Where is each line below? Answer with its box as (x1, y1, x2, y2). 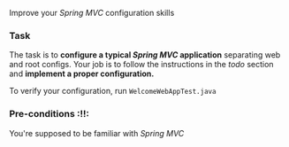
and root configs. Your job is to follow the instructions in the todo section (9, 59, 274, 70)
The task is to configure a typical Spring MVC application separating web (9, 50, 281, 60)
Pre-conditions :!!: (9, 108, 90, 120)
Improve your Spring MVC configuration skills (9, 8, 175, 18)
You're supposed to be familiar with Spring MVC (9, 128, 185, 138)
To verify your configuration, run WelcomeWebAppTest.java (9, 86, 217, 97)
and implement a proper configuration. (9, 68, 155, 79)
